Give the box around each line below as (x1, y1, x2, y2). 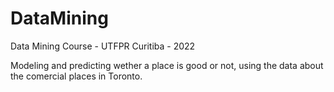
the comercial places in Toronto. (10, 70, 143, 82)
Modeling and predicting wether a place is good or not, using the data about (10, 59, 324, 71)
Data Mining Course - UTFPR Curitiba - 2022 (10, 40, 196, 52)
